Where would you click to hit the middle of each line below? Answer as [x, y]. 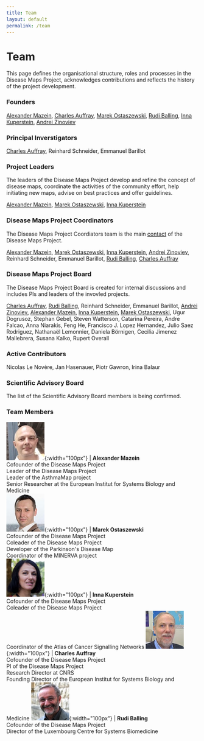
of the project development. [41, 86]
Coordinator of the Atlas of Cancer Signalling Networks [76, 647]
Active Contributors [36, 354]
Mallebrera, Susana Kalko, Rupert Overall [58, 338]
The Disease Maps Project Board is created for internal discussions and [96, 287]
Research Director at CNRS [40, 672]
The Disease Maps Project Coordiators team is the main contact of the [94, 234]
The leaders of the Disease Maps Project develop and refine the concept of [101, 180]
